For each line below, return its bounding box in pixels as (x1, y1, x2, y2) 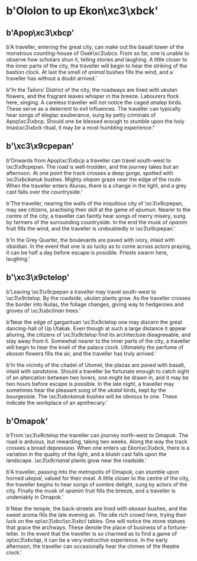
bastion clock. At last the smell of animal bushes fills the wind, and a (6, 69, 173, 75)
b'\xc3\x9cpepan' (6, 141, 75, 151)
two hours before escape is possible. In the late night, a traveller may (6, 380, 175, 387)
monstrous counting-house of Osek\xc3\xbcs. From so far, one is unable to (6, 50, 189, 57)
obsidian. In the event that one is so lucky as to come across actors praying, (6, 243, 192, 250)
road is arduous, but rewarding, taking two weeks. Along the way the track (6, 438, 188, 445)
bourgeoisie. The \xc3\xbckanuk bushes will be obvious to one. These (6, 392, 177, 400)
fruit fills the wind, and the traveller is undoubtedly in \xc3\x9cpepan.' (6, 225, 176, 232)
